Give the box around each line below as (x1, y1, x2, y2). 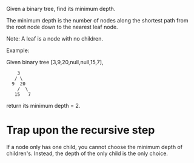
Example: (6, 47, 30, 54)
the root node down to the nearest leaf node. (6, 24, 118, 30)
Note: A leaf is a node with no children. (6, 35, 104, 42)
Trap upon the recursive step (6, 124, 155, 137)
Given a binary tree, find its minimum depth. (6, 5, 116, 12)
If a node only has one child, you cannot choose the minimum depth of (6, 143, 183, 150)
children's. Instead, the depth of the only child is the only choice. (6, 150, 169, 157)
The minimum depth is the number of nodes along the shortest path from (6, 17, 189, 24)
